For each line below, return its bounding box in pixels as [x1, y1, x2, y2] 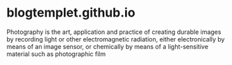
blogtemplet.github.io [6, 5, 136, 21]
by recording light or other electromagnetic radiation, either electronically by [6, 35, 225, 43]
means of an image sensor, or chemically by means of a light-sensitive [6, 42, 209, 50]
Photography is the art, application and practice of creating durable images [6, 28, 222, 36]
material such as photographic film [6, 50, 106, 58]
